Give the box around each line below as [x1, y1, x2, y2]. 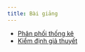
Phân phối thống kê [17, 29, 74, 37]
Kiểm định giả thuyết [17, 36, 78, 45]
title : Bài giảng [7, 10, 58, 17]
